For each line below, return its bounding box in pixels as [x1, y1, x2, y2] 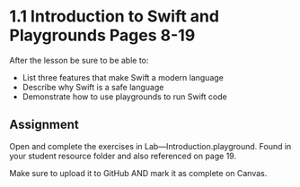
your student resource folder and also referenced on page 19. [9, 150, 236, 161]
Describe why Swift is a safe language [22, 81, 164, 92]
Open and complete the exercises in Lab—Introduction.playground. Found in [9, 140, 292, 151]
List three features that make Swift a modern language [22, 72, 225, 82]
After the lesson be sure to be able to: [9, 55, 149, 65]
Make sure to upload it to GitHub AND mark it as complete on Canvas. [9, 167, 268, 178]
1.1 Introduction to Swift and [9, 6, 220, 27]
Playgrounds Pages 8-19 [9, 25, 196, 46]
